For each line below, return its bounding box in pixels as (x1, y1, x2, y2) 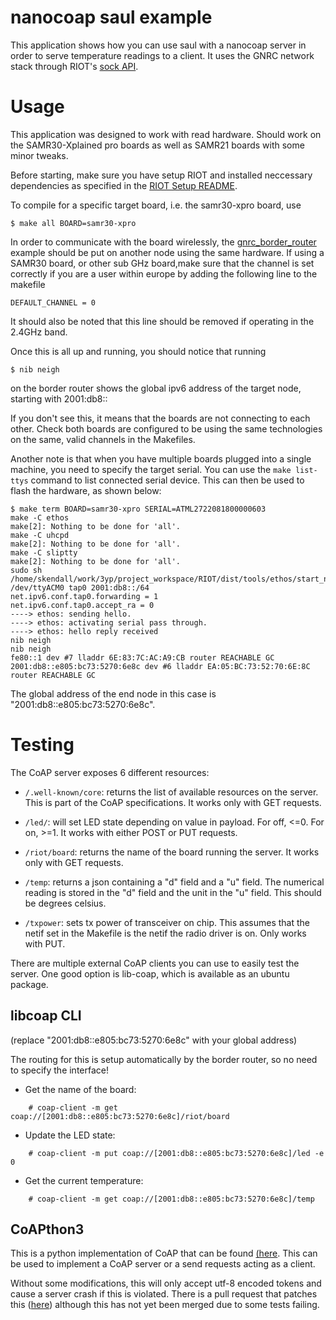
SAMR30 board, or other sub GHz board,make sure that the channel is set (10, 257, 315, 269)
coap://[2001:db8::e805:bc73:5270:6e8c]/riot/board (10, 1111, 230, 1121)
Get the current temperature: (24, 1174, 144, 1186)
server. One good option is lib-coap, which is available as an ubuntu (10, 967, 290, 980)
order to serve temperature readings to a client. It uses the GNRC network (10, 49, 315, 61)
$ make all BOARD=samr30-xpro (10, 218, 137, 228)
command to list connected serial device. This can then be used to (30, 474, 305, 486)
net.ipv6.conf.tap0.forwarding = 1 (10, 591, 159, 601)
